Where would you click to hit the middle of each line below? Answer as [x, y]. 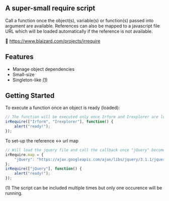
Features [19, 57]
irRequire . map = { [24, 155]
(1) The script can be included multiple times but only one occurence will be [84, 188]
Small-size [23, 74]
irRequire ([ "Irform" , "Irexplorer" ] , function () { [59, 122]
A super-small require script [50, 8]
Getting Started [30, 96]
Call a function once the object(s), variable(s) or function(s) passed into [79, 20]
